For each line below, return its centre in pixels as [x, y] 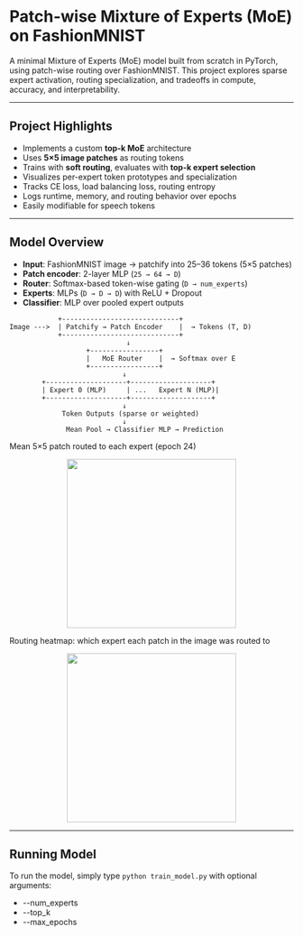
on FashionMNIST [78, 36]
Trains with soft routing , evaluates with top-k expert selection [139, 167]
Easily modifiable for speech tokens [89, 206]
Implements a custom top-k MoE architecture [107, 148]
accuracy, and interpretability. [64, 89]
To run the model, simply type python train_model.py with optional [133, 876]
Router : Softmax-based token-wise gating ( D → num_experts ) [135, 283]
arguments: [31, 886]
